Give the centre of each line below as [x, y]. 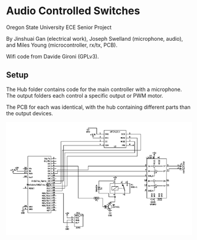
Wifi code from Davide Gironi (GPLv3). [52, 56]
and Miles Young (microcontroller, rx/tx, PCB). [62, 45]
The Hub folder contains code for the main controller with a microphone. [94, 89]
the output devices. [29, 113]
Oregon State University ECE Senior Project [59, 27]
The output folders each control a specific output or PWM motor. [85, 95]
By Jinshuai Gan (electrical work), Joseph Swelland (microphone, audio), [95, 38]
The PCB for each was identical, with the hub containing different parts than [98, 107]
